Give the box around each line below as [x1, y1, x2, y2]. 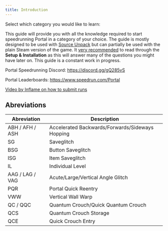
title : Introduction [5, 7, 48, 12]
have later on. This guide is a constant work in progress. [5, 57, 121, 63]
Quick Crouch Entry [49, 218, 95, 225]
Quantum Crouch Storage [49, 209, 109, 216]
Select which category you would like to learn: [5, 21, 100, 27]
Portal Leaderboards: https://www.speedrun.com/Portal [5, 76, 120, 82]
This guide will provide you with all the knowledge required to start [5, 30, 142, 36]
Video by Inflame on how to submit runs [5, 86, 87, 92]
